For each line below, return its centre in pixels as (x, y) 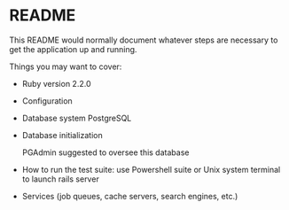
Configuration (47, 101)
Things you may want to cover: (66, 66)
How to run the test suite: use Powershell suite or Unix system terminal (151, 169)
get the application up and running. (73, 49)
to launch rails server (60, 179)
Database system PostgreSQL (77, 118)
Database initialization (62, 135)
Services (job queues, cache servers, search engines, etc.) (130, 196)
